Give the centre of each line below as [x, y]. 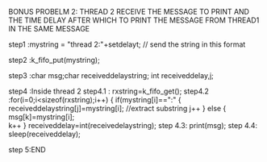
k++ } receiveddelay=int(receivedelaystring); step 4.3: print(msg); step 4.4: [133, 125]
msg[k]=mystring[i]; [42, 117]
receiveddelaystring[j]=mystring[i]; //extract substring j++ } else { [117, 108]
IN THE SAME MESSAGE [49, 29]
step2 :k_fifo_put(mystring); [54, 60]
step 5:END [27, 150]
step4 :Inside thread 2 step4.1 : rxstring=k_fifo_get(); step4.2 [109, 91]
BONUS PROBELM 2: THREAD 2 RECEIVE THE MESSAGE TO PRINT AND [129, 12]
